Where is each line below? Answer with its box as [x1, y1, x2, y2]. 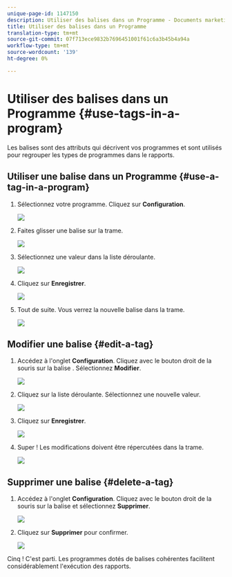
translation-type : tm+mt [7, 29, 79, 37]
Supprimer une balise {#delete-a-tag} [7, 476, 174, 488]
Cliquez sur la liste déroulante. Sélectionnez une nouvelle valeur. [17, 390, 201, 399]
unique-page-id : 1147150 [7, 10, 79, 17]
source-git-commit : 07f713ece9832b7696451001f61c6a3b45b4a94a [7, 36, 190, 43]
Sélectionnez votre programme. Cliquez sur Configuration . [17, 200, 186, 208]
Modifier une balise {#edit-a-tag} [7, 338, 154, 350]
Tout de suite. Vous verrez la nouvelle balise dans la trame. [17, 305, 185, 313]
